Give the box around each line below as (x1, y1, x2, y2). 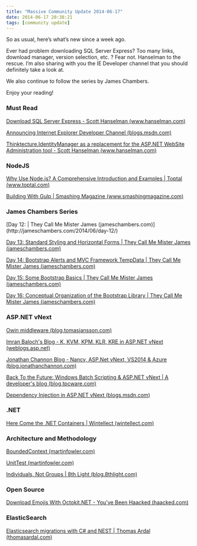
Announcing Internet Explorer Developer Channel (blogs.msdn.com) (6, 129, 172, 136)
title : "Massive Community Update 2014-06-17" (6, 8, 123, 15)
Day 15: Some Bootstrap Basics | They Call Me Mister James (6, 274, 153, 281)
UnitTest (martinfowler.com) (6, 460, 75, 467)
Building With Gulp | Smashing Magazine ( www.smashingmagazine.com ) (6, 192, 184, 200)
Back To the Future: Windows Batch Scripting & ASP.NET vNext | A (6, 374, 169, 381)
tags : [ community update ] (6, 20, 70, 25)
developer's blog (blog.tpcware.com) (6, 380, 96, 387)
